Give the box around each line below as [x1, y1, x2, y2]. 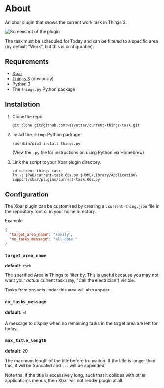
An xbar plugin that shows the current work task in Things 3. [5, 19, 127, 25]
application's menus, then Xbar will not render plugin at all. [5, 377, 124, 383]
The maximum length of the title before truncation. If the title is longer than [5, 357, 156, 363]
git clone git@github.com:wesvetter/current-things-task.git [12, 123, 140, 128]
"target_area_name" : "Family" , [9, 232, 73, 237]
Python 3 [12, 81, 31, 87]
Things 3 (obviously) [12, 75, 54, 81]
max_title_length [5, 338, 47, 343]
